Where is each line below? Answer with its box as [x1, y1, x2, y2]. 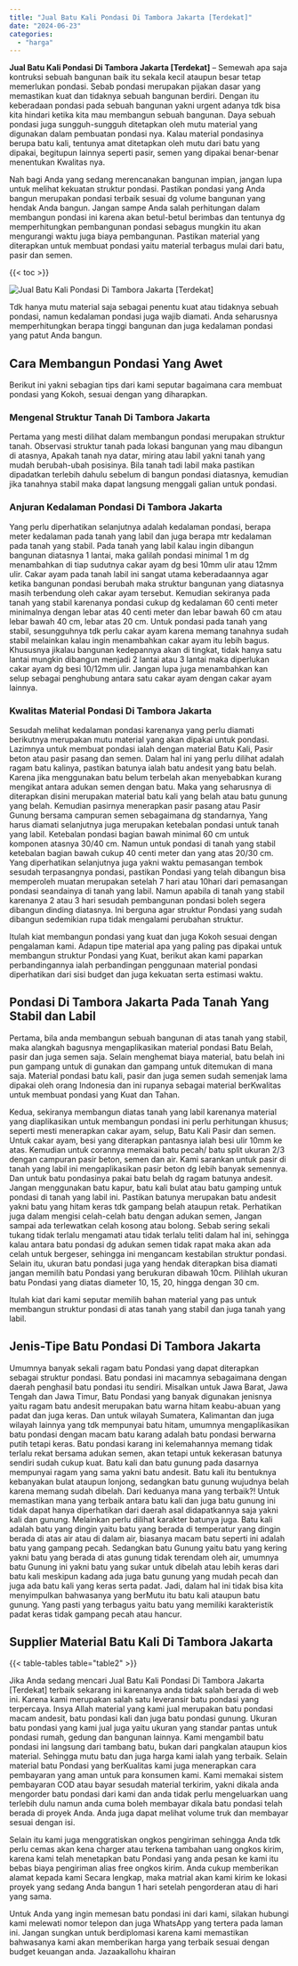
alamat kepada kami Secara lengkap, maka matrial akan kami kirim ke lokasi [9, 1872, 287, 1883]
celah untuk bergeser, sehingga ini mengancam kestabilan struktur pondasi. [9, 1248, 287, 1259]
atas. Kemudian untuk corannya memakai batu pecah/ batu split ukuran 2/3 [9, 1144, 286, 1154]
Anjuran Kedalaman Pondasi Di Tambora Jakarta [9, 501, 223, 513]
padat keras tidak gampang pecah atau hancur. [9, 1609, 182, 1619]
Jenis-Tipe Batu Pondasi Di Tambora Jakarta [9, 1339, 262, 1354]
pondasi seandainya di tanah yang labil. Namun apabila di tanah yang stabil [9, 885, 285, 896]
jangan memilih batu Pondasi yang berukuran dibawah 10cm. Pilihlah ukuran [9, 1267, 288, 1278]
